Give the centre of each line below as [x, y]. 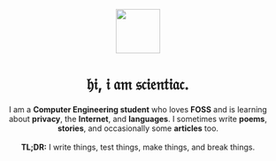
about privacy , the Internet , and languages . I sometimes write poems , [138, 119]
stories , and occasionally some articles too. [138, 128]
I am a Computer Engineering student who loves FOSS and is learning [138, 109]
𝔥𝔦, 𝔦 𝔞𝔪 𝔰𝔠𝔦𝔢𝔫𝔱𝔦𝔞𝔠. [138, 84]
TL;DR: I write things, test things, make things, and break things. [138, 147]
